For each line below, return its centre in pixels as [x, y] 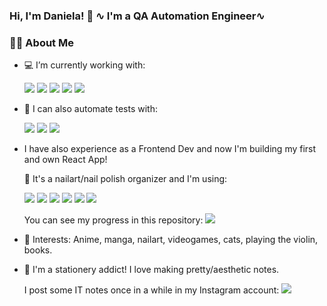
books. [38, 250]
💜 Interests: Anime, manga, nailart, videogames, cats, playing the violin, [171, 240]
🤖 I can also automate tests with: [90, 109]
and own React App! [65, 160]
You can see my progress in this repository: [113, 220]
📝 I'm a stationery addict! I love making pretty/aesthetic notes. [151, 270]
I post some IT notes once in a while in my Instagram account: [151, 290]
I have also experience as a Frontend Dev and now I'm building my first [170, 149]
